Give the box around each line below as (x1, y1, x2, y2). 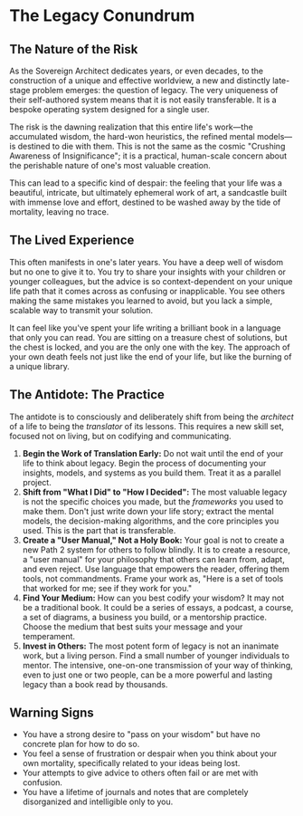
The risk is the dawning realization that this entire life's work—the (9, 121, 253, 132)
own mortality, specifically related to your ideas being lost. (22, 758, 241, 769)
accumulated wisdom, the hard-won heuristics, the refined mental (9, 131, 255, 141)
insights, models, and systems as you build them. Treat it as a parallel (22, 467, 282, 478)
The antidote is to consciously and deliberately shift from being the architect (9, 411, 294, 422)
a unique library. (9, 360, 70, 371)
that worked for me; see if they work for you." (22, 582, 193, 593)
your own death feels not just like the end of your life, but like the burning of (9, 350, 292, 362)
